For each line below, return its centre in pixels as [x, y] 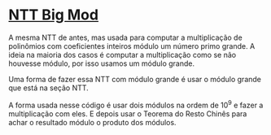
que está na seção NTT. [49, 88]
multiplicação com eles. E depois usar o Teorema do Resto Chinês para [128, 113]
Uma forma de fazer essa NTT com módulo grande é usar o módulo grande [135, 79]
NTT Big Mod [54, 15]
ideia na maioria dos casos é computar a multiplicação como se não [122, 54]
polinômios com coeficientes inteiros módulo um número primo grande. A [132, 46]
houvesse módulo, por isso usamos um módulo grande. [102, 63]
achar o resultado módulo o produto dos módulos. [92, 122]
